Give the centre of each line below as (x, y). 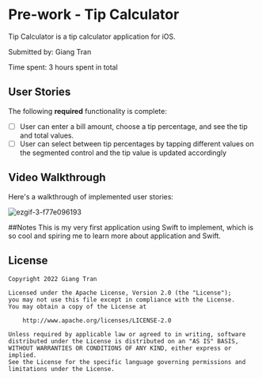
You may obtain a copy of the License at (78, 306)
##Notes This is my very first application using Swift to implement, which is (131, 227)
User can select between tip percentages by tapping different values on (137, 143)
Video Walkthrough (57, 178)
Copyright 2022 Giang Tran (53, 279)
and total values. (47, 135)
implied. (23, 355)
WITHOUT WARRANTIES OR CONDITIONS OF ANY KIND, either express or (120, 348)
